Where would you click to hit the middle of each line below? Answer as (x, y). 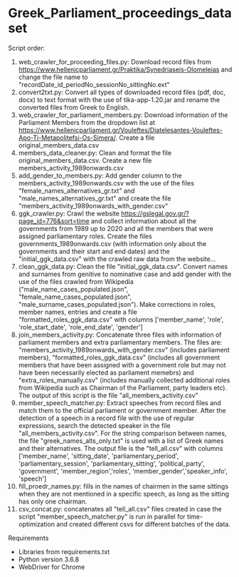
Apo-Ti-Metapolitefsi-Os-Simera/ (67, 138)
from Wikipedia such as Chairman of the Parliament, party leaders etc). (122, 387)
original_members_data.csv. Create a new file (85, 160)
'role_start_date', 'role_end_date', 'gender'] (80, 327)
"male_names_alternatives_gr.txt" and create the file (95, 198)
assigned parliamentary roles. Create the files (85, 236)
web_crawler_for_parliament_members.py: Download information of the (123, 115)
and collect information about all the (143, 221)
